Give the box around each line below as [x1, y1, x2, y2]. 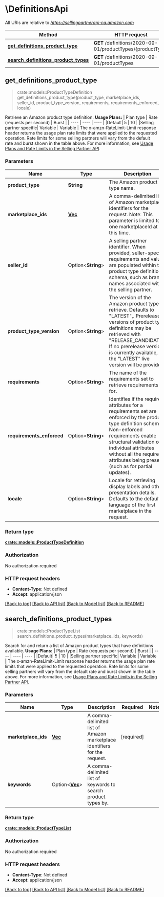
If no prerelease [109, 343, 145, 350]
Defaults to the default [109, 495, 160, 502]
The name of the [109, 369, 147, 376]
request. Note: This [109, 211, 153, 218]
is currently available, [109, 349, 158, 356]
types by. [87, 800, 109, 807]
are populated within [109, 262, 156, 269]
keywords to [87, 781, 116, 788]
